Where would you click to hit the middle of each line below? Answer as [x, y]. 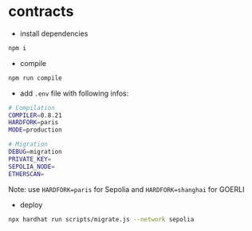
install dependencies [54, 33]
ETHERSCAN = [26, 174]
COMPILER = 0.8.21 [35, 115]
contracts [41, 12]
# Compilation [32, 108]
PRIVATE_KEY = [30, 159]
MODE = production [35, 130]
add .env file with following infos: [74, 93]
